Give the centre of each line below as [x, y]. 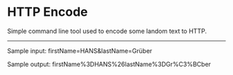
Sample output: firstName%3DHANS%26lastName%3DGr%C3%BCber [109, 64]
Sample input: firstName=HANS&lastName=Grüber [80, 51]
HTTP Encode [48, 12]
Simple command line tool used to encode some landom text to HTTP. [107, 31]
